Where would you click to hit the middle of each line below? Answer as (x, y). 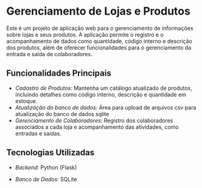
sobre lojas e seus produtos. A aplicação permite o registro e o (85, 34)
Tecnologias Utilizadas (50, 153)
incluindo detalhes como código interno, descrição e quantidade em (101, 94)
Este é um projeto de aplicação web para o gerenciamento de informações (100, 28)
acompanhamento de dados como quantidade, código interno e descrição (99, 41)
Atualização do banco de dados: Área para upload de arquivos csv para (106, 107)
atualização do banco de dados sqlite (62, 114)
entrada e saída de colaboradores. (49, 54)
